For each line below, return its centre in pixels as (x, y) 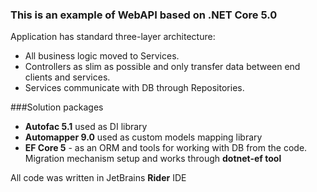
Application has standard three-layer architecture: (113, 37)
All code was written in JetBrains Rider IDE (98, 178)
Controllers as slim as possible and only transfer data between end (162, 67)
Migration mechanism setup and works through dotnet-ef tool (153, 159)
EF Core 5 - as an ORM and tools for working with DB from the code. (166, 148)
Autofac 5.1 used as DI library (86, 127)
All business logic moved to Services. (102, 56)
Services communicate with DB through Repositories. (134, 88)
